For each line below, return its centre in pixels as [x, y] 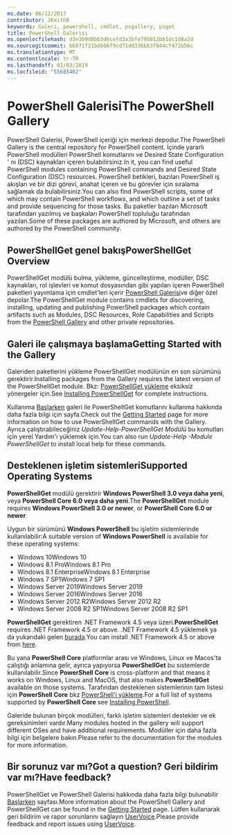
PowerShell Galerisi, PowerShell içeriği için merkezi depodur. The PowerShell [116, 140]
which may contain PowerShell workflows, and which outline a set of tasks [114, 199]
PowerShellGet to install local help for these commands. [87, 444]
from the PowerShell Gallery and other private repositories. [91, 322]
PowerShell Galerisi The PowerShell [111, 106]
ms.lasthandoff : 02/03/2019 [48, 65]
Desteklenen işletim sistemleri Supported [97, 466]
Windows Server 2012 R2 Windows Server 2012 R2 [89, 601]
